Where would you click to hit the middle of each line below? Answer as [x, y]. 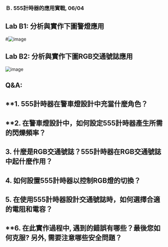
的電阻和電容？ [29, 209]
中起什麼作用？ [29, 161]
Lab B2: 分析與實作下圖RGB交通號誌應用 [69, 57]
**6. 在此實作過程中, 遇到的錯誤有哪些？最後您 [79, 228]
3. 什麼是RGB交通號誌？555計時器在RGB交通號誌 [83, 152]
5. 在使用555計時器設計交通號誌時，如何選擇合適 [83, 199]
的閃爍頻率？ [26, 133]
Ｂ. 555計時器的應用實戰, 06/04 [45, 8]
